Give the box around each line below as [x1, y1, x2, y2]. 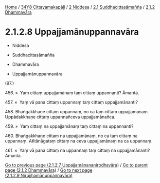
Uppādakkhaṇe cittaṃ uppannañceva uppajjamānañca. [5, 114, 116, 120]
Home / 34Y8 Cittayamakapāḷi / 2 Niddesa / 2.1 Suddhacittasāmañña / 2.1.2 [5, 4, 155, 10]
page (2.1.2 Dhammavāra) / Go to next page [5, 167, 92, 173]
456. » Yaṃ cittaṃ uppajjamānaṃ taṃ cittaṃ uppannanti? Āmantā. [5, 90, 140, 96]
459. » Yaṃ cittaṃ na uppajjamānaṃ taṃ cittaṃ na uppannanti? [5, 123, 134, 129]
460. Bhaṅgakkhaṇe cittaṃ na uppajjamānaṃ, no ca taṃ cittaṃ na [5, 133, 138, 139]
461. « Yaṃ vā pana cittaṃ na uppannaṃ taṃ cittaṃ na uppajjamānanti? [5, 147, 150, 153]
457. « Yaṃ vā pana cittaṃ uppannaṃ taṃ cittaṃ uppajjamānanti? [5, 99, 138, 105]
